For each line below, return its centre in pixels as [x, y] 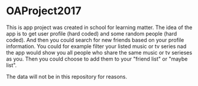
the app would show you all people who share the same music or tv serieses [99, 52]
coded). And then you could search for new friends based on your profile [95, 40]
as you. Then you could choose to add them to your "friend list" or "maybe [97, 59]
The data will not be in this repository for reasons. [67, 77]
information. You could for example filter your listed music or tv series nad [96, 46]
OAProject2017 [44, 11]
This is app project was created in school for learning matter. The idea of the [99, 27]
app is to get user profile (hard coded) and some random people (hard [92, 33]
